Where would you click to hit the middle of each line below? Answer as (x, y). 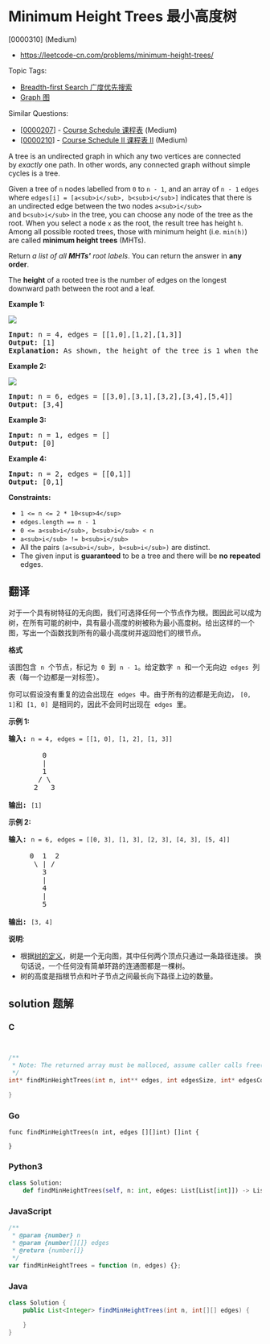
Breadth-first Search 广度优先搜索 (76, 87)
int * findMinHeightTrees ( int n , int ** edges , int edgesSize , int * (122, 1081)
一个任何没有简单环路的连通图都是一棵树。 (119, 966)
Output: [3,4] (36, 404)
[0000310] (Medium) (43, 39)
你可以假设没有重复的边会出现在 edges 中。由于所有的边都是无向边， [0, (130, 694)
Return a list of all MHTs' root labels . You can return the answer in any (125, 255)
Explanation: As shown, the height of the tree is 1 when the (133, 350)
